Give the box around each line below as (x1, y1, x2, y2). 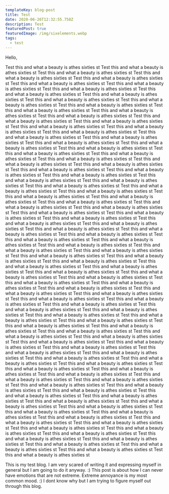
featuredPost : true (5, 26, 47, 31)
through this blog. (5, 483, 42, 489)
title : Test (5, 12, 30, 17)
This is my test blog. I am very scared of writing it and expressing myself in (5, 462, 161, 468)
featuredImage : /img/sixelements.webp (5, 31, 87, 36)
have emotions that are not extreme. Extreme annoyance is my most (5, 472, 148, 478)
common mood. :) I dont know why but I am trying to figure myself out (5, 477, 151, 484)
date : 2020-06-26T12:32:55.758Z (5, 17, 73, 22)
